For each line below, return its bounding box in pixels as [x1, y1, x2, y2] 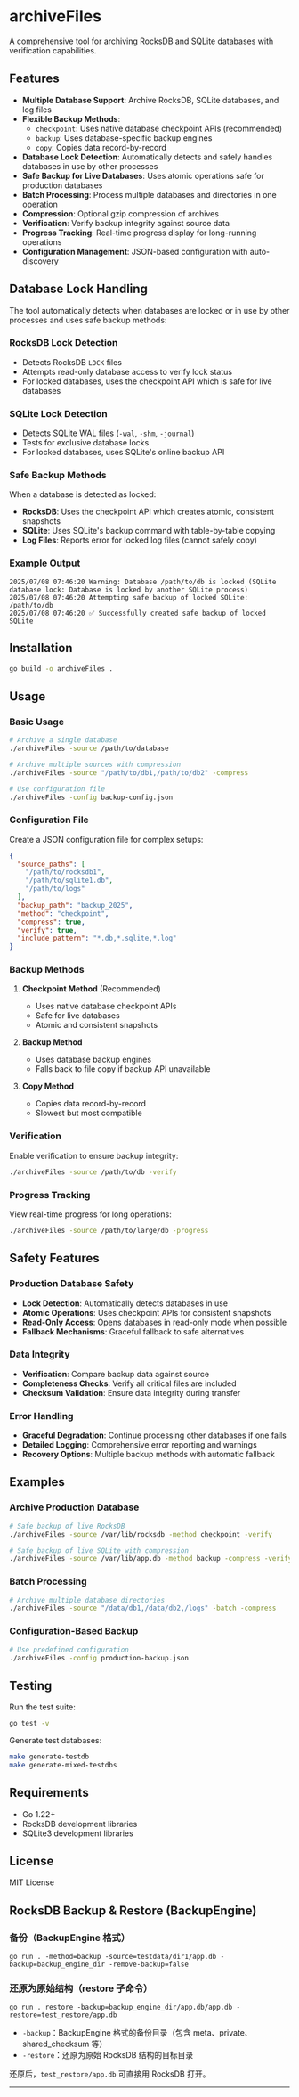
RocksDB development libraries [21, 1818, 138, 1829]
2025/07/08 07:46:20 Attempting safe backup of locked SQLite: [9, 592, 249, 602]
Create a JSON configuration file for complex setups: [9, 834, 204, 845]
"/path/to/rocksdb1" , [25, 868, 105, 877]
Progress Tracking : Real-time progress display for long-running [21, 227, 257, 238]
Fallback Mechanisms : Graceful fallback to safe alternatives [21, 1326, 245, 1337]
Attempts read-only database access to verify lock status [21, 366, 233, 377]
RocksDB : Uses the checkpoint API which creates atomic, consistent [21, 506, 274, 518]
